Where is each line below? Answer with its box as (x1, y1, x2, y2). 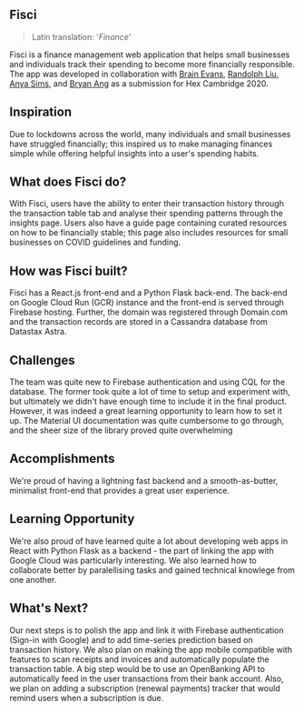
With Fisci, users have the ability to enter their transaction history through (9, 198, 284, 209)
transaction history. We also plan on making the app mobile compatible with (9, 644, 293, 655)
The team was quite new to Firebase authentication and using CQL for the (9, 376, 286, 387)
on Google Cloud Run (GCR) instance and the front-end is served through (9, 297, 284, 308)
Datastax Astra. (9, 326, 67, 337)
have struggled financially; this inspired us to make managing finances (9, 138, 273, 149)
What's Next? (9, 600, 89, 617)
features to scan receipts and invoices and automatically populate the (9, 654, 270, 665)
